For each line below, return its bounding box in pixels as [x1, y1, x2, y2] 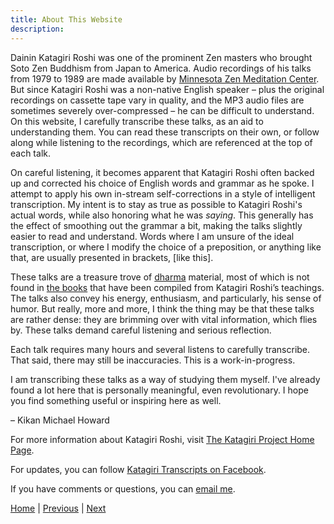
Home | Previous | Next [10, 502, 107, 514]
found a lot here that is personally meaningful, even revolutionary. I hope [10, 384, 309, 396]
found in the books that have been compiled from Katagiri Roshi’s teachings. [10, 281, 325, 293]
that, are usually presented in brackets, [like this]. [10, 251, 214, 263]
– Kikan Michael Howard [10, 414, 110, 426]
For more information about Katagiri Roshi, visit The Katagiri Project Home [10, 433, 315, 445]
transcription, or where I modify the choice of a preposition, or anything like [10, 241, 322, 253]
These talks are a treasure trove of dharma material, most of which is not [10, 271, 310, 283]
